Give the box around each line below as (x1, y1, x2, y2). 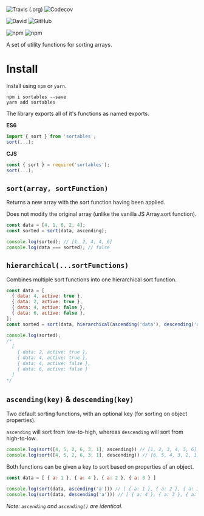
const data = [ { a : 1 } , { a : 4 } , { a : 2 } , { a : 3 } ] (6, 475, 157, 481)
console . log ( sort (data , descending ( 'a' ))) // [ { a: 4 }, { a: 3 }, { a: (6, 491, 197, 497)
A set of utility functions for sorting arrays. (6, 41, 112, 48)
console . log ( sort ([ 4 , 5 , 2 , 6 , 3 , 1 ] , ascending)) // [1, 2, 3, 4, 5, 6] (6, 446, 197, 453)
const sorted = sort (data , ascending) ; (6, 228, 107, 234)
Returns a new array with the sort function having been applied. (6, 199, 166, 206)
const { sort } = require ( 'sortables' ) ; (6, 161, 110, 168)
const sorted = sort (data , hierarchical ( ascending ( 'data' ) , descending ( (6, 321, 194, 327)
